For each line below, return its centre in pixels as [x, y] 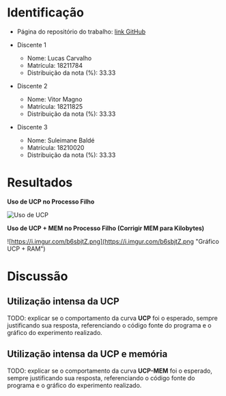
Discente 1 [31, 45]
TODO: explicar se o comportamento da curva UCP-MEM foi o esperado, [110, 371]
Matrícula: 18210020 [56, 147]
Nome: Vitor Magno [55, 99]
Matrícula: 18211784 [55, 65]
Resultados [40, 183]
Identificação [45, 13]
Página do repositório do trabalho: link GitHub [81, 32]
